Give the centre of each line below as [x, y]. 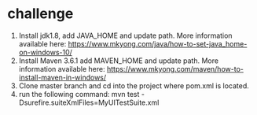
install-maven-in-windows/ [62, 77]
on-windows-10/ [45, 52]
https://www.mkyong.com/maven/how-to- [175, 69]
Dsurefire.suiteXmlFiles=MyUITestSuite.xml [89, 102]
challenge [40, 14]
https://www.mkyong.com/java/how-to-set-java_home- [158, 43]
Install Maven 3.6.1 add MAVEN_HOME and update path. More [119, 61]
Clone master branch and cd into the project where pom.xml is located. [134, 85]
